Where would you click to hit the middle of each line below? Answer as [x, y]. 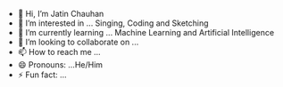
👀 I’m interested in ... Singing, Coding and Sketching [113, 23]
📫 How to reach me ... [59, 52]
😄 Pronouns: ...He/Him [60, 65]
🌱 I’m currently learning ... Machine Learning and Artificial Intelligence [146, 32]
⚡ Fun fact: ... [42, 75]
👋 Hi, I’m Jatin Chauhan [61, 14]
